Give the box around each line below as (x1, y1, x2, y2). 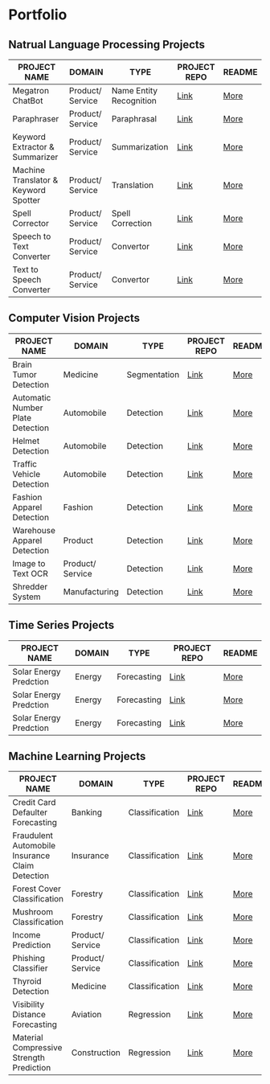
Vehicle (12, 468, 41, 479)
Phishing (12, 953, 46, 964)
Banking (71, 807, 103, 818)
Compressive (12, 1042, 63, 1053)
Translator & (12, 175, 59, 186)
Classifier (12, 963, 48, 974)
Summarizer (12, 151, 59, 162)
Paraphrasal (111, 113, 157, 124)
